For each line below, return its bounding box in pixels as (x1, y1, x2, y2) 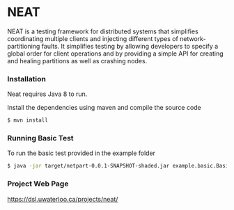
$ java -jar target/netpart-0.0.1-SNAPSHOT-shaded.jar (7, 163, 170, 170)
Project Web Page (7, 179, 69, 188)
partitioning (7, 42, 40, 50)
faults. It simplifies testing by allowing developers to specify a (41, 42, 219, 50)
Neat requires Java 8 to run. (7, 90, 88, 98)
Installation (7, 74, 47, 83)
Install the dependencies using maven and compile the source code (7, 104, 202, 112)
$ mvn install (7, 117, 49, 124)
